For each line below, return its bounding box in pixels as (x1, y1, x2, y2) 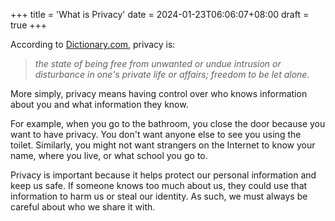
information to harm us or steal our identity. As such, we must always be (10, 190, 308, 202)
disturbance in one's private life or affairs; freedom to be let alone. (34, 69, 310, 80)
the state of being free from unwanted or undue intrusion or (34, 58, 282, 69)
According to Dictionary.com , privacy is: (10, 39, 176, 50)
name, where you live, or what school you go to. (10, 150, 208, 161)
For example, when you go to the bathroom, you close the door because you (10, 118, 326, 129)
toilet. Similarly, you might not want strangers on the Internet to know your (10, 139, 316, 151)
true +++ (10, 19, 48, 31)
